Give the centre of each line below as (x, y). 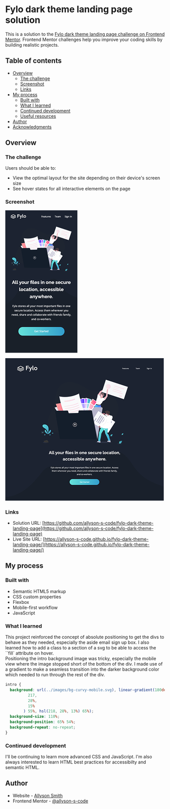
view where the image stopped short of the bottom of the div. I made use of (84, 664)
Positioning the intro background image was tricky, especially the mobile (81, 659)
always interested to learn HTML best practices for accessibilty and (76, 762)
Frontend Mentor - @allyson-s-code (50, 801)
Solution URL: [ (28, 523)
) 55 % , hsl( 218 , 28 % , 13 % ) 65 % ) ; (59, 711)
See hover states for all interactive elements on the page (71, 189)
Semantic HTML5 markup (39, 591)
